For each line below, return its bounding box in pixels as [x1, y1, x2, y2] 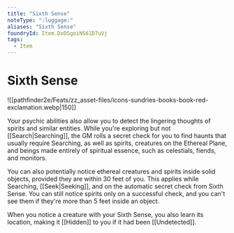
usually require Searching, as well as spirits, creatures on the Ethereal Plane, [7, 139, 227, 147]
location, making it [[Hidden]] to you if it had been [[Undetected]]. [7, 218, 197, 226]
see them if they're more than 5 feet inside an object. [7, 197, 160, 205]
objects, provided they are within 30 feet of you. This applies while [7, 174, 199, 183]
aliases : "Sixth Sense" [7, 23, 77, 30]
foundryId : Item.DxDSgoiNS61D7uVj [7, 29, 108, 37]
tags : [7, 36, 23, 43]
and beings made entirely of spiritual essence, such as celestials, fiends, [7, 146, 217, 154]
